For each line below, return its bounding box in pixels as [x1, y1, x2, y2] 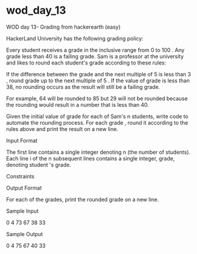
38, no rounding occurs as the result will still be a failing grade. [6, 83, 161, 90]
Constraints [6, 172, 35, 179]
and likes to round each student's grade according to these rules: [6, 59, 167, 66]
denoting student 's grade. [6, 161, 71, 168]
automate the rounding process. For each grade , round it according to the [6, 119, 189, 126]
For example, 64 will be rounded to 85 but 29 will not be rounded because [6, 95, 188, 102]
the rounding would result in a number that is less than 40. [6, 101, 149, 108]
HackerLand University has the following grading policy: [6, 35, 144, 42]
